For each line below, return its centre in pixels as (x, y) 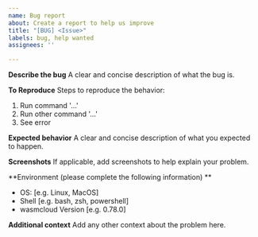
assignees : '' (32, 45)
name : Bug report (37, 16)
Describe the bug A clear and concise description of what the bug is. (121, 75)
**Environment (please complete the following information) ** (110, 177)
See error (35, 122)
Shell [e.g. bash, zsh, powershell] (74, 201)
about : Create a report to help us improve (81, 23)
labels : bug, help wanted (51, 38)
